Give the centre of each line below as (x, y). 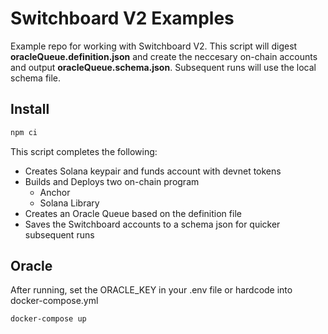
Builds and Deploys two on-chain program (112, 181)
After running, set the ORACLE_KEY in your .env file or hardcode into (151, 290)
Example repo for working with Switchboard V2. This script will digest (154, 46)
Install (30, 109)
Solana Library (69, 203)
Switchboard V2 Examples (122, 18)
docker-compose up (48, 319)
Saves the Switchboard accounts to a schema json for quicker (152, 224)
